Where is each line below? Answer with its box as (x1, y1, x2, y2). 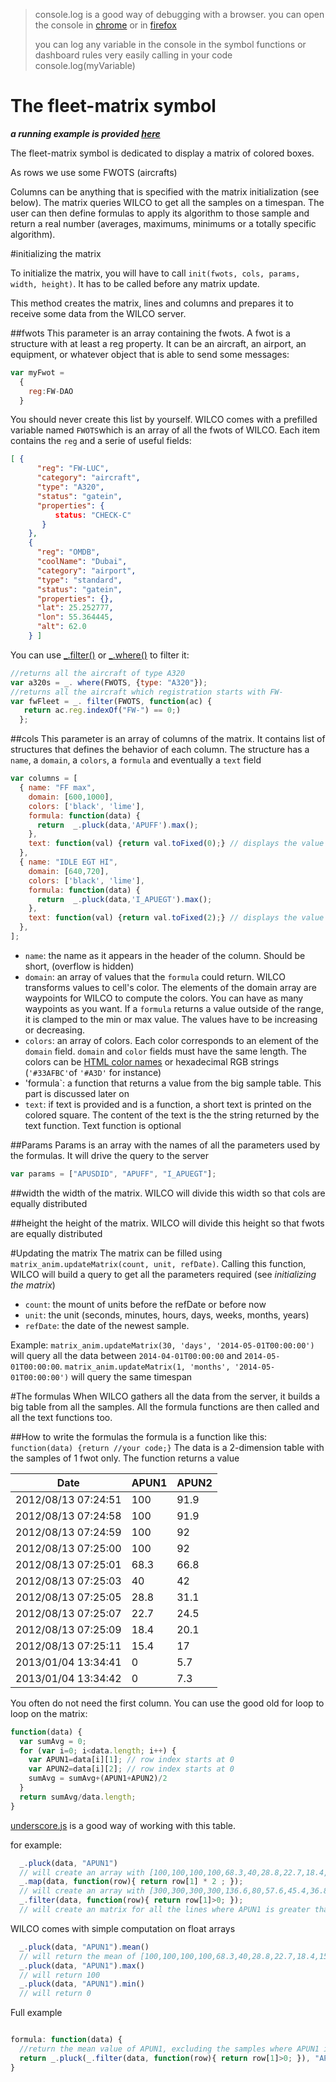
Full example (10, 2007, 63, 2019)
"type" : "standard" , (36, 575, 123, 585)
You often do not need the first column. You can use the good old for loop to (10, 1697, 325, 1709)
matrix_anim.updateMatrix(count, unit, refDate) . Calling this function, (10, 1257, 307, 1269)
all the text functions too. (10, 1411, 113, 1423)
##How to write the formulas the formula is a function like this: (10, 1430, 268, 1443)
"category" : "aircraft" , (36, 473, 141, 483)
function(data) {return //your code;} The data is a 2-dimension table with (10, 1441, 325, 1453)
